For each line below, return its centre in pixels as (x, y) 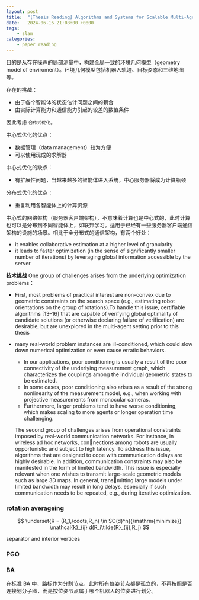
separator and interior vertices (43, 539)
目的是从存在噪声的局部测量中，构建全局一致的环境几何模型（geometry (93, 62)
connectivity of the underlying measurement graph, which (94, 368)
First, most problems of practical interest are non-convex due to (93, 294)
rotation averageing (35, 508)
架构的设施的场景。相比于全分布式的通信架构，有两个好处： (79, 232)
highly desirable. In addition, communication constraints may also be (98, 461)
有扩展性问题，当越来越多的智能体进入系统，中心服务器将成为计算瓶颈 (100, 180)
